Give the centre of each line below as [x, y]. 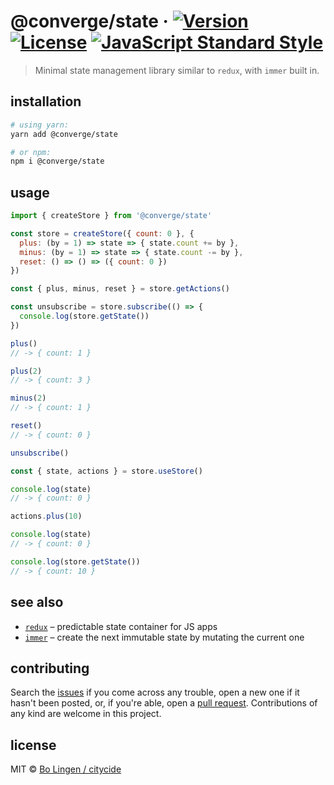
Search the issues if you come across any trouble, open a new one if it [155, 692]
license [33, 745]
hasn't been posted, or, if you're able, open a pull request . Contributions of [164, 703]
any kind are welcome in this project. [86, 714]
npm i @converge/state [57, 161]
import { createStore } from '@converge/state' [111, 216]
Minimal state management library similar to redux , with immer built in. [177, 70]
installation [46, 101]
